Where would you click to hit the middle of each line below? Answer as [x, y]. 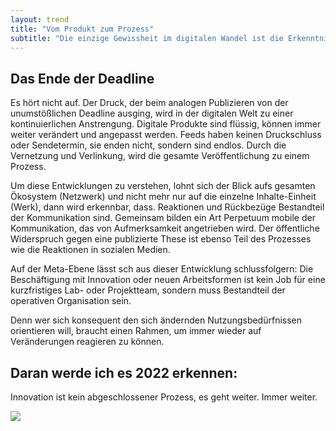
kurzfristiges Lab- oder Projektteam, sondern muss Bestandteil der [148, 290]
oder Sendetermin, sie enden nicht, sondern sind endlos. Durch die [148, 145]
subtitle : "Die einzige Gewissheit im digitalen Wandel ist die [147, 38]
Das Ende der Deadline [82, 78]
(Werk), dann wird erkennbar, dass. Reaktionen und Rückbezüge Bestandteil [167, 207]
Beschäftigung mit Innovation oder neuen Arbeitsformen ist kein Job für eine [168, 280]
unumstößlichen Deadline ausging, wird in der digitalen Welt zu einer [152, 113]
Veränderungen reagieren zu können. [87, 342]
